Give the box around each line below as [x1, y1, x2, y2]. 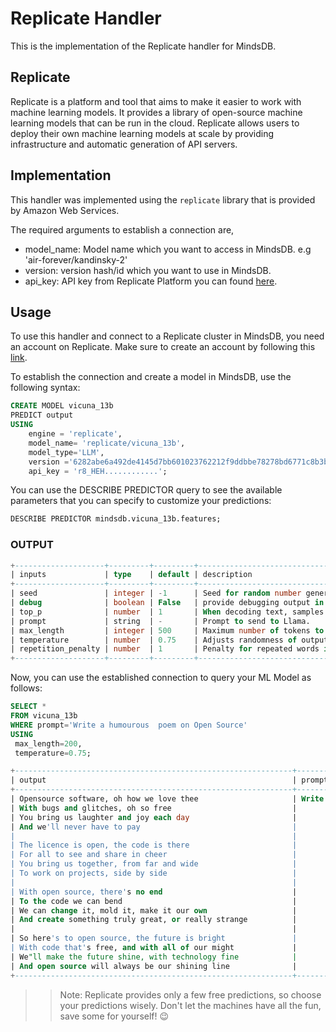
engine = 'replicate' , [28, 429, 123, 439]
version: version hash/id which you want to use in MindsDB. [24, 264, 272, 276]
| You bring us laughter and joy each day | [10, 812, 298, 822]
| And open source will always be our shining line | [10, 961, 298, 971]
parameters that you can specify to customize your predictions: [10, 495, 272, 507]
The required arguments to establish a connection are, [10, 223, 235, 236]
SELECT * [10, 702, 47, 712]
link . [10, 352, 28, 364]
